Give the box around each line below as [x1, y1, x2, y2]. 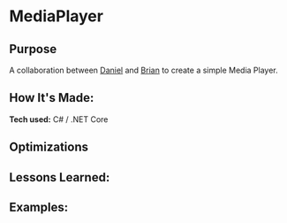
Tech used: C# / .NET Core [9, 113, 109, 125]
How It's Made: [9, 90, 94, 105]
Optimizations [9, 140, 88, 155]
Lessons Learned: [9, 170, 110, 185]
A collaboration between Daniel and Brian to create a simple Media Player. [9, 65, 278, 75]
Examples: [9, 199, 69, 214]
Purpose [9, 42, 57, 57]
